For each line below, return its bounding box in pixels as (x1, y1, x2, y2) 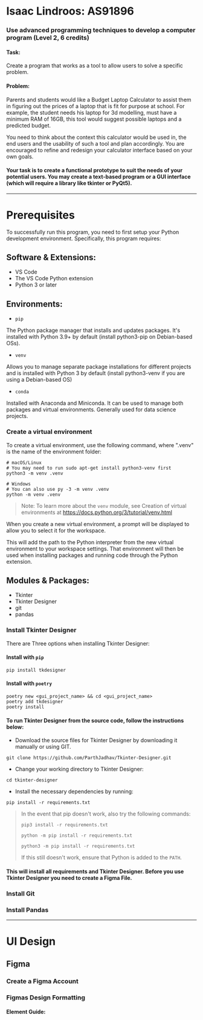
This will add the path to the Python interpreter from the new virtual (6, 538, 174, 545)
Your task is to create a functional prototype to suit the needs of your (6, 167, 183, 174)
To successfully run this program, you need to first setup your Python (6, 228, 179, 235)
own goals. (6, 153, 34, 160)
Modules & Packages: (6, 575, 89, 586)
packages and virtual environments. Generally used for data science (6, 406, 176, 413)
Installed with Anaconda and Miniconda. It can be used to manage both (6, 399, 184, 407)
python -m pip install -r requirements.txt (21, 833, 133, 839)
